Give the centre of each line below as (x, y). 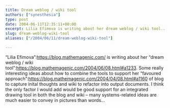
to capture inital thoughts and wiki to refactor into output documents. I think (85, 84)
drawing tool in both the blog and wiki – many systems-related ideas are (81, 95)
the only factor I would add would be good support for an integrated (77, 89)
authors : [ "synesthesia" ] (33, 15)
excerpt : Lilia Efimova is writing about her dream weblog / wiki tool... (87, 29)
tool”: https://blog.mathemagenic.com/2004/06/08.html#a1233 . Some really (84, 68)
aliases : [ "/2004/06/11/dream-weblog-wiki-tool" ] (59, 39)
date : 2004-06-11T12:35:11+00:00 (41, 24)
